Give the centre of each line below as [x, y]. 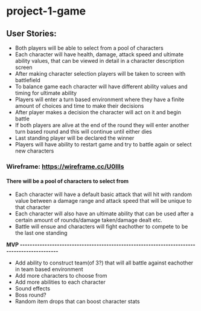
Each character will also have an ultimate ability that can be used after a [104, 214]
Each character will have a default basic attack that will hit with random [103, 194]
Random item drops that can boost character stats [77, 301]
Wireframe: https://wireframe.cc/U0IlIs [65, 166]
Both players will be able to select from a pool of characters [89, 48]
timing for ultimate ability [46, 93]
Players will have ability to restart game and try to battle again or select [103, 144]
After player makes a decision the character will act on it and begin [98, 112]
